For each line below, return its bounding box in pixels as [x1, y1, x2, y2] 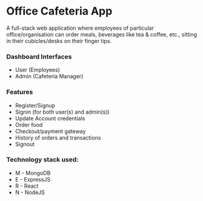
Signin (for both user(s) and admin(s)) [15, 108, 110, 115]
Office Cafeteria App [6, 4, 113, 18]
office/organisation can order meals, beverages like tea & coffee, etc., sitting [6, 30, 197, 38]
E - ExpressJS [15, 175, 51, 183]
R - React [15, 182, 39, 189]
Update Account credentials [15, 114, 85, 122]
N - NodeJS [15, 188, 45, 196]
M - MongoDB [15, 169, 51, 177]
